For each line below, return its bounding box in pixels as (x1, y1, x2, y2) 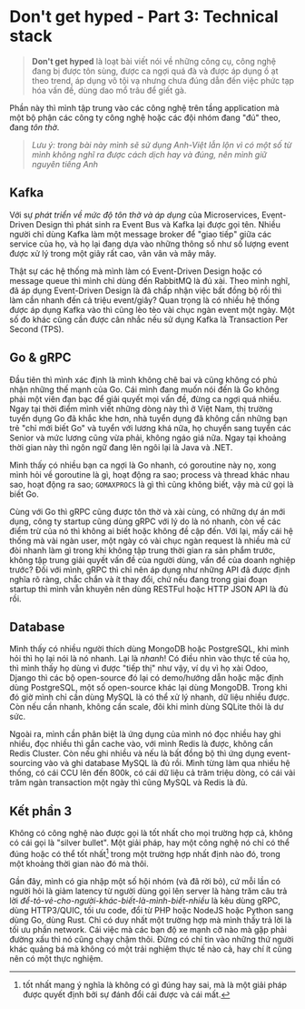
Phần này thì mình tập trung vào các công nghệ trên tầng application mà (9, 102, 280, 113)
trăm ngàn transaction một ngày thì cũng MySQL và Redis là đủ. (9, 777, 248, 788)
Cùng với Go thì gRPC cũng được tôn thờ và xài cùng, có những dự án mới (9, 506, 286, 517)
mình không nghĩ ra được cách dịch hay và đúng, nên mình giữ (31, 148, 268, 160)
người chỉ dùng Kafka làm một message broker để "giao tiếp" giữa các (9, 228, 272, 239)
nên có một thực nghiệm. (9, 953, 103, 964)
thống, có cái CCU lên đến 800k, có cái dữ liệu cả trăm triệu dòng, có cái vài (9, 767, 296, 779)
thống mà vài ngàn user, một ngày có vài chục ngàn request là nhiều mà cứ (9, 535, 290, 546)
